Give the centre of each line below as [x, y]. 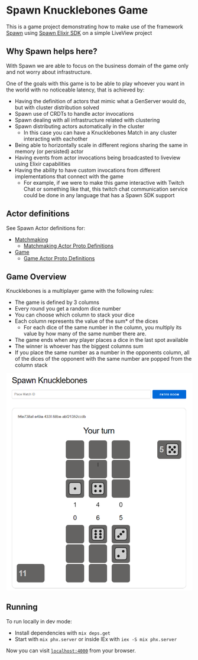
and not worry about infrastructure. [49, 72]
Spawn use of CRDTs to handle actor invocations [74, 113]
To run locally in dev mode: [39, 621]
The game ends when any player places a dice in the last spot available [101, 340]
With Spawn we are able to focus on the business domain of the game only [98, 66]
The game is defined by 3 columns [57, 302]
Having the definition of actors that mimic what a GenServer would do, [100, 101]
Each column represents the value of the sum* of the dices [86, 321]
